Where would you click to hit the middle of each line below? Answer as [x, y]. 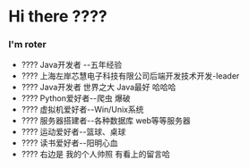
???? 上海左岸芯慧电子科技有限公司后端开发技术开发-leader [130, 76]
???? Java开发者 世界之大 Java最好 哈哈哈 [99, 88]
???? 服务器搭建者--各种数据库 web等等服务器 [106, 121]
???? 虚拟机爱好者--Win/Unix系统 [82, 110]
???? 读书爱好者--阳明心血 [69, 143]
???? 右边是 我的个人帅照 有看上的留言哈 [96, 155]
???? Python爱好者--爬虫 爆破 [76, 98]
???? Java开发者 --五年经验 [72, 65]
